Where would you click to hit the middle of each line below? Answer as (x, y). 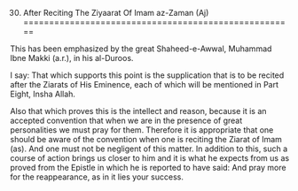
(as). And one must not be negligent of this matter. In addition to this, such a (149, 149)
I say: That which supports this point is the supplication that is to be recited (147, 75)
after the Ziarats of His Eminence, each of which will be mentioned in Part (144, 84)
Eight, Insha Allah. (43, 94)
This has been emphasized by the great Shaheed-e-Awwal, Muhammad (141, 49)
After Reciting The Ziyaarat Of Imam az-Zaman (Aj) (116, 13)
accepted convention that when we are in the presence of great (126, 120)
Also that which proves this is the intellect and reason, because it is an (138, 111)
